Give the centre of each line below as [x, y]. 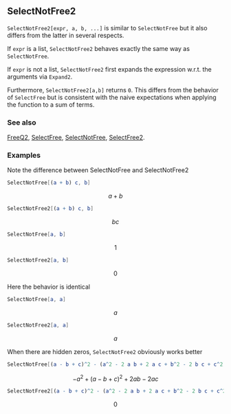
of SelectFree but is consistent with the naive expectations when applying [112, 97]
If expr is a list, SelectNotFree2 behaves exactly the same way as [99, 48]
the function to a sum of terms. [51, 104]
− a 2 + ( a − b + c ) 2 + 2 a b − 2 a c [115, 378]
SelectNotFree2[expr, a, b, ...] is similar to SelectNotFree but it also [107, 28]
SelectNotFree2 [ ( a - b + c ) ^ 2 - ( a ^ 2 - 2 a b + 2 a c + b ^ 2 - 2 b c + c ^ [115, 391]
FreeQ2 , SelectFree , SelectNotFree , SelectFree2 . [76, 138]
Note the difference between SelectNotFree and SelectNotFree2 [98, 170]
